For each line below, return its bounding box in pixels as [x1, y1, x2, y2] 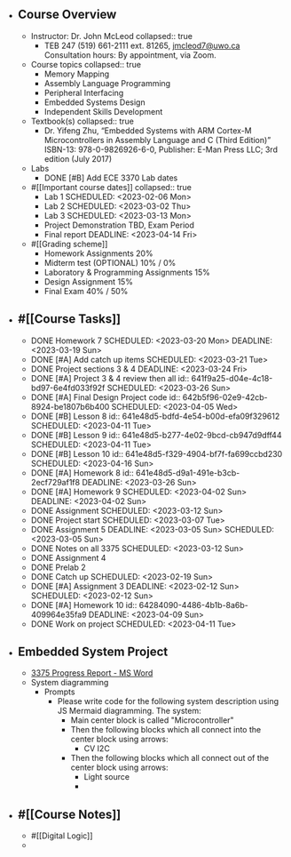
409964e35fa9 [30, 609, 87, 620]
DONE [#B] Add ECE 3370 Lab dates [43, 172, 178, 183]
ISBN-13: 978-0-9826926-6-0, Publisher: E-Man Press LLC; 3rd [43, 144, 278, 155]
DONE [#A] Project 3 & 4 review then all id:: [30, 372, 190, 383]
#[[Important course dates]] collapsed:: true [30, 181, 193, 192]
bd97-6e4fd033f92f [30, 382, 106, 393]
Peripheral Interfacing [43, 87, 124, 98]
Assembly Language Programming [43, 77, 171, 88]
